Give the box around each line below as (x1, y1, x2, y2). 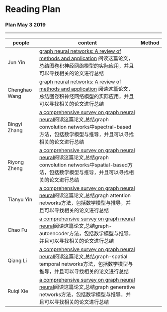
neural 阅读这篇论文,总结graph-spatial (39, 253, 128, 260)
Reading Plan (5, 3, 61, 15)
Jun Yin (7, 59, 26, 66)
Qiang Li (7, 257, 27, 264)
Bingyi (7, 121, 22, 128)
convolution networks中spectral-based (39, 124, 132, 131)
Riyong (7, 158, 24, 165)
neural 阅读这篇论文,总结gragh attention (39, 192, 131, 199)
